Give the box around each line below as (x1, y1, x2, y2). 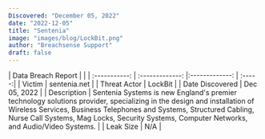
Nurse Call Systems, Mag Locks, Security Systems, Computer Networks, (8, 113, 248, 122)
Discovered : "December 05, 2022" (8, 11, 120, 20)
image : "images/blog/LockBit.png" (8, 34, 124, 42)
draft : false (8, 49, 52, 57)
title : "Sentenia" (8, 26, 70, 34)
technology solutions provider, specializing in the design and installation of (8, 97, 255, 105)
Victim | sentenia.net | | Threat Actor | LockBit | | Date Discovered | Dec (22, 79, 258, 89)
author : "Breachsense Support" (8, 42, 113, 50)
